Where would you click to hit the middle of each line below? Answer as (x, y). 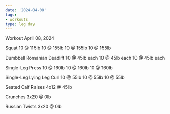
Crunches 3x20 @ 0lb (28, 97)
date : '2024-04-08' (26, 10)
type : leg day (20, 24)
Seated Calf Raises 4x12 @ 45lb (39, 87)
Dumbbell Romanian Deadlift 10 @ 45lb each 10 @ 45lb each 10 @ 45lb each (85, 58)
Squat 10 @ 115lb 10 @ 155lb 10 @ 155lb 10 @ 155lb (58, 48)
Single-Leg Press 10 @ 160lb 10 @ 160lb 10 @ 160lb (59, 68)
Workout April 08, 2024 (30, 38)
